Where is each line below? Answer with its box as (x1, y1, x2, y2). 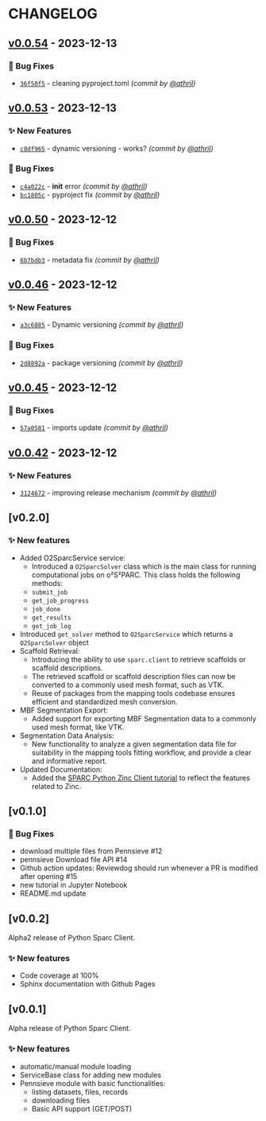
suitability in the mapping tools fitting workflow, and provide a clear (31, 748, 252, 757)
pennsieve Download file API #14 (19, 855, 128, 865)
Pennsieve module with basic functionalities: (19, 1078, 166, 1088)
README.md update (19, 889, 87, 898)
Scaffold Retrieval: (19, 646, 80, 655)
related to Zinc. (31, 781, 82, 791)
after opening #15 (19, 872, 78, 881)
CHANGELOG (8, 5, 98, 23)
